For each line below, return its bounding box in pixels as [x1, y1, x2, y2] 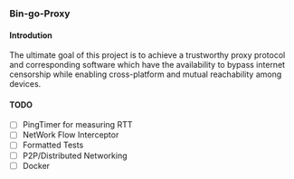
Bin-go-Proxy [9, 7, 71, 20]
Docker [22, 160, 51, 171]
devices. [9, 79, 42, 89]
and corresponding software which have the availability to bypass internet [9, 60, 286, 71]
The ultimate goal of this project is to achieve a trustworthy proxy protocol [9, 50, 286, 61]
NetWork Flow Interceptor [22, 129, 119, 140]
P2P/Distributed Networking [22, 150, 128, 161]
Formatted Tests [22, 139, 84, 151]
